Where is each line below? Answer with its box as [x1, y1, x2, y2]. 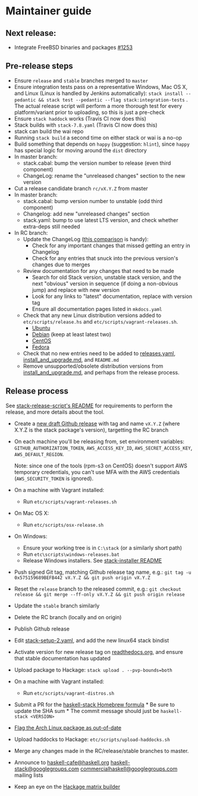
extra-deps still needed [23, 223, 81, 230]
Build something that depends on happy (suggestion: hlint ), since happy [14, 140, 190, 147]
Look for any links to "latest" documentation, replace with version [32, 293, 193, 300]
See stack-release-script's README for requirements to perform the [5, 402, 173, 409]
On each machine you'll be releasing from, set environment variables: [14, 438, 185, 445]
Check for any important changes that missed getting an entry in [32, 242, 191, 249]
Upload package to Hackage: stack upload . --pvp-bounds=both [14, 666, 173, 673]
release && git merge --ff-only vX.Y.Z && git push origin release [14, 591, 185, 598]
